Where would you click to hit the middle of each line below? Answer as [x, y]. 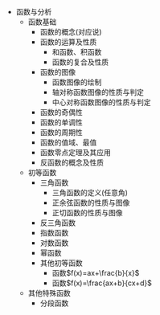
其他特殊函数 [49, 293]
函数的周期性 [61, 132]
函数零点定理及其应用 [75, 152]
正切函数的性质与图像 [87, 213]
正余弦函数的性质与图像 [91, 202]
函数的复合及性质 [80, 62]
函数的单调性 [61, 122]
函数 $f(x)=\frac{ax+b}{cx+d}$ [102, 283]
